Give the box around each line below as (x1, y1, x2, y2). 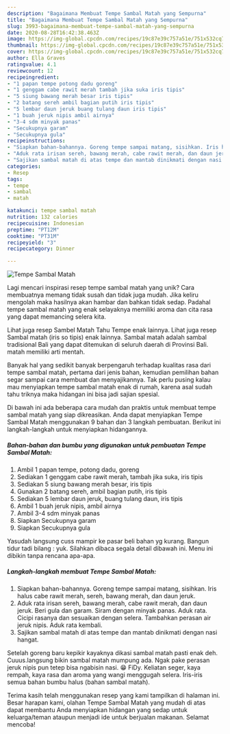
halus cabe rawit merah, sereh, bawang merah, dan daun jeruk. (16, 592, 196, 600)
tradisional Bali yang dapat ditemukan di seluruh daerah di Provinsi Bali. (7, 341, 209, 349)
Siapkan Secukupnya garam (16, 517, 97, 525)
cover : (7, 49, 26, 56)
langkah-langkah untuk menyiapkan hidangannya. (7, 426, 149, 434)
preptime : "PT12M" (7, 226, 60, 233)
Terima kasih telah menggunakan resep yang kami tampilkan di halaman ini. (7, 692, 220, 700)
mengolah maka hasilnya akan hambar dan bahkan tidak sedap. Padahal (7, 298, 211, 306)
